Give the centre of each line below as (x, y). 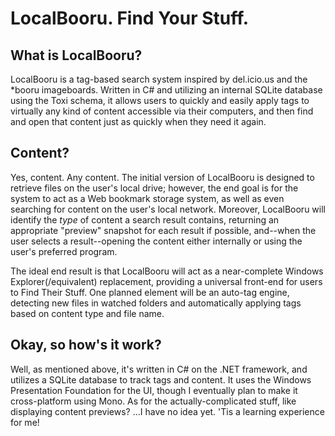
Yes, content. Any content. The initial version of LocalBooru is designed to (162, 177)
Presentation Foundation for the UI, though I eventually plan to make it (154, 390)
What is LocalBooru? (76, 55)
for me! (25, 422)
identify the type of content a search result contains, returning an (145, 219)
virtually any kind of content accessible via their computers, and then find (162, 111)
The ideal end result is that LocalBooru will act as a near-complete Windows (167, 271)
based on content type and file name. (87, 313)
